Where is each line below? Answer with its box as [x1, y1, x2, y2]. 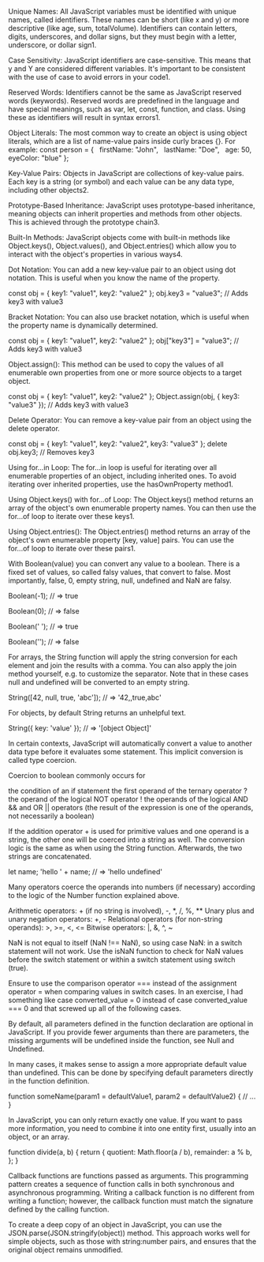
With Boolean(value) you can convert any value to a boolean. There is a [8, 559, 240, 568]
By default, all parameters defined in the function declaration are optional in [8, 1019, 254, 1028]
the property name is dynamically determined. [8, 321, 158, 330]
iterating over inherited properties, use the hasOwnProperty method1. [8, 479, 234, 489]
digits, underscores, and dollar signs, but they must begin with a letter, [8, 32, 236, 41]
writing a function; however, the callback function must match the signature [8, 1196, 254, 1205]
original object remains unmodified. [8, 1245, 124, 1254]
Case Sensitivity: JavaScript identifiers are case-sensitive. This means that [8, 55, 251, 65]
